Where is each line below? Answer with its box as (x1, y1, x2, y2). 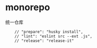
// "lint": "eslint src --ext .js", (14, 34, 93, 39)
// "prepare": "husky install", (14, 29, 83, 34)
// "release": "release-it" (14, 38, 74, 43)
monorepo (5, 2, 50, 13)
